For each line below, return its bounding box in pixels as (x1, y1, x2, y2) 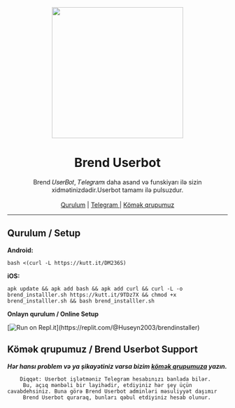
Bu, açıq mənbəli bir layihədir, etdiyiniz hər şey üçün (22, 381, 192, 388)
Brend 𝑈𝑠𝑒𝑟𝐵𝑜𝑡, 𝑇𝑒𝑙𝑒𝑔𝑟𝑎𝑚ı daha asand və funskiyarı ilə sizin (33, 177, 202, 186)
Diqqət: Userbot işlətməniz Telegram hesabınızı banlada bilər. (20, 375, 211, 383)
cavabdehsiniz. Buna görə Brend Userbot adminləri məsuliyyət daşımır (7, 388, 218, 395)
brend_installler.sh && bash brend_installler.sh (7, 297, 155, 305)
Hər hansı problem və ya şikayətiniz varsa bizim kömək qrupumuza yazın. (7, 362, 227, 370)
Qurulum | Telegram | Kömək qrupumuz (60, 201, 175, 209)
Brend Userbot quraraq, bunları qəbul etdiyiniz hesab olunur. (22, 394, 211, 401)
